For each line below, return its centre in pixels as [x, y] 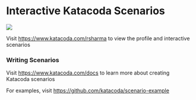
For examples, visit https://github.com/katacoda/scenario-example [88, 91]
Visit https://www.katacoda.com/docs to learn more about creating [88, 73]
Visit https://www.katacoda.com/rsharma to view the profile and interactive [98, 38]
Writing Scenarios [33, 60]
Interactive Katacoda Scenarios [86, 11]
